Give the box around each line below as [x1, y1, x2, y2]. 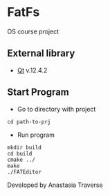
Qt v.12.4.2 [17, 66, 48, 74]
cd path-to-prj [7, 118, 51, 126]
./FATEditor [7, 168, 42, 175]
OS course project [7, 27, 59, 36]
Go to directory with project [17, 105, 96, 113]
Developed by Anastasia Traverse [7, 181, 103, 189]
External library [7, 47, 75, 59]
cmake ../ [7, 156, 36, 163]
